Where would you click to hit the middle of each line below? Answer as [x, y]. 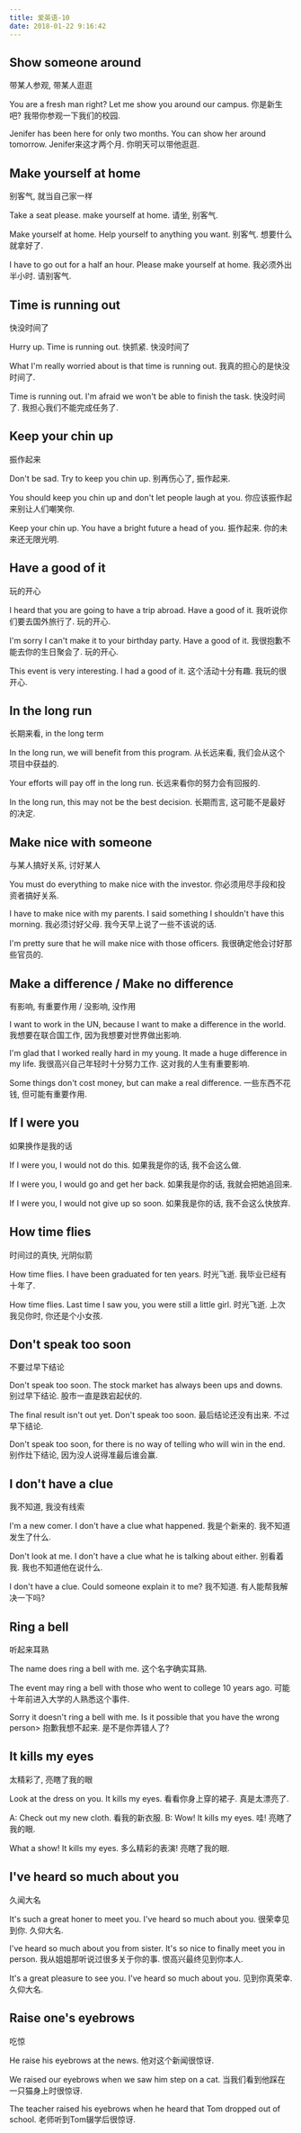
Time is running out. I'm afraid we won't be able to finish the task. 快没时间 [147, 396]
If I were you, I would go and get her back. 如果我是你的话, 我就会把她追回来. [151, 1184]
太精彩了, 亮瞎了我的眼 [51, 1779]
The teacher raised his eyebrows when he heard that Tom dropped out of [145, 2109]
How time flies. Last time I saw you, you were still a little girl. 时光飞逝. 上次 [147, 1304]
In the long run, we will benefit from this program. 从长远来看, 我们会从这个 [147, 753]
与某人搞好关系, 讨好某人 [55, 865]
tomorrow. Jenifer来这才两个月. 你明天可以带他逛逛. [105, 144]
